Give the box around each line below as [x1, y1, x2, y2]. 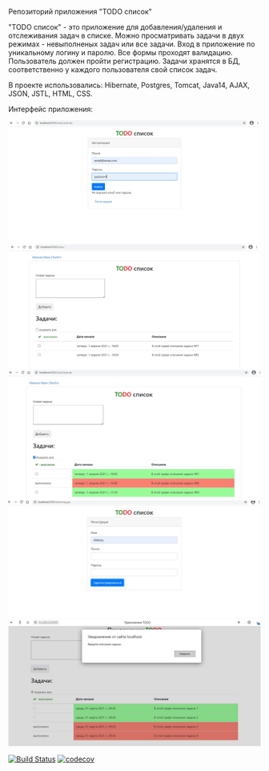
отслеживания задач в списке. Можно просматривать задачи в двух [8, 31, 244, 40]
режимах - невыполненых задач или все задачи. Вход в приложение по [8, 39, 255, 49]
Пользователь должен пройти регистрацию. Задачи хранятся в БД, [8, 56, 241, 66]
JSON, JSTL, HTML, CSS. [8, 89, 94, 98]
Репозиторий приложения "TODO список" [8, 7, 152, 16]
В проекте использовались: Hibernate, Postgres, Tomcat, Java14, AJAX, [8, 80, 251, 90]
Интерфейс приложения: [8, 104, 94, 114]
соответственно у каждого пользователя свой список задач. [8, 65, 218, 74]
